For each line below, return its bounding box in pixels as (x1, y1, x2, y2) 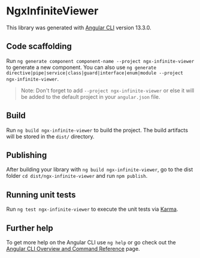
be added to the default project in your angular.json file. (20, 93, 160, 100)
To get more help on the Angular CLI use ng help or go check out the (6, 239, 176, 246)
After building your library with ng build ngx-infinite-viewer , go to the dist (6, 166, 193, 173)
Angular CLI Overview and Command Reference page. (6, 245, 140, 252)
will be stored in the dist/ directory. (6, 133, 95, 140)
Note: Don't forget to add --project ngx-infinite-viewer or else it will (20, 87, 195, 94)
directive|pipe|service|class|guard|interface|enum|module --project (6, 70, 184, 76)
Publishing (6, 150, 47, 160)
